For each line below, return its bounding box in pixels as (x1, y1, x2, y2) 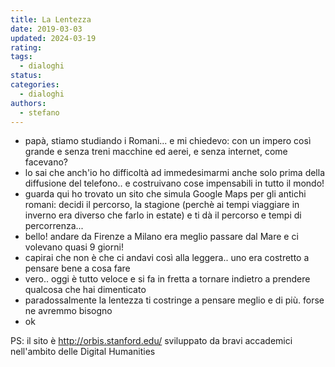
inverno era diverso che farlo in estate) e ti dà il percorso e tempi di (24, 209, 302, 221)
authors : (10, 98, 47, 108)
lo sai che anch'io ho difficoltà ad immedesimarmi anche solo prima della (24, 167, 326, 179)
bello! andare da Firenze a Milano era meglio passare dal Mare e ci (24, 231, 299, 243)
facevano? (24, 156, 68, 168)
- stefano (19, 107, 60, 118)
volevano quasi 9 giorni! (24, 241, 124, 253)
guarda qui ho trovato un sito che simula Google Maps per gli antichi (24, 188, 307, 200)
